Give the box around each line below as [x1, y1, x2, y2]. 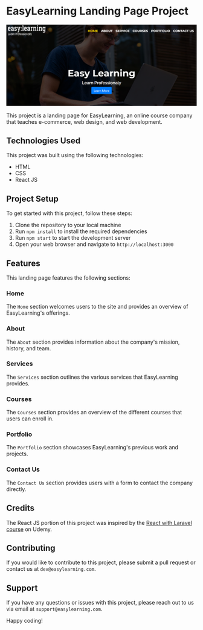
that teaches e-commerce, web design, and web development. [6, 118, 163, 125]
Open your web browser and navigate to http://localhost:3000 [14, 240, 174, 248]
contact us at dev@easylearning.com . [6, 565, 96, 573]
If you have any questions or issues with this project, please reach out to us [6, 599, 195, 606]
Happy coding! [6, 617, 43, 625]
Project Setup [6, 193, 59, 204]
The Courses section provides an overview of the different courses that [6, 409, 182, 416]
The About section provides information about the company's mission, [6, 338, 180, 346]
